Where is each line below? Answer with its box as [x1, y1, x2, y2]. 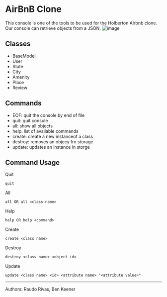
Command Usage [5, 158, 60, 167]
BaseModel [12, 53, 36, 59]
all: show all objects [12, 123, 53, 129]
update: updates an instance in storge [12, 144, 90, 150]
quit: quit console [12, 117, 48, 123]
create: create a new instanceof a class [12, 133, 93, 139]
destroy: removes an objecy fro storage [12, 138, 93, 145]
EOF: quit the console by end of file [12, 112, 85, 118]
